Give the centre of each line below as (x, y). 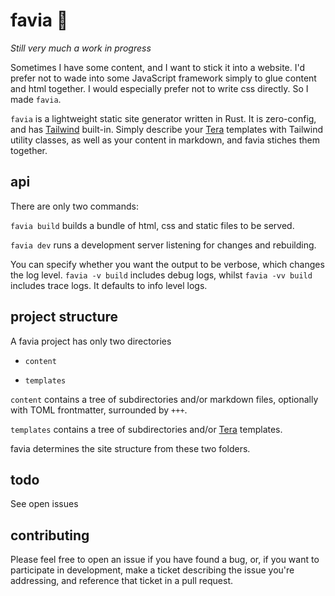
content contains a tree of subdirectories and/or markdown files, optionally (164, 399)
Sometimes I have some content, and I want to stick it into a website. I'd (158, 67)
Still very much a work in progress (81, 48)
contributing (50, 535)
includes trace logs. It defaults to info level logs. (109, 285)
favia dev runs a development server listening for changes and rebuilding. (163, 245)
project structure (64, 317)
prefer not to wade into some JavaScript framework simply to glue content (163, 78)
